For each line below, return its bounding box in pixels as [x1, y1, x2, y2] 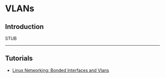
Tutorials [5, 54, 33, 63]
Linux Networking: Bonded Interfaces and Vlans [12, 67, 110, 73]
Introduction [5, 23, 44, 31]
